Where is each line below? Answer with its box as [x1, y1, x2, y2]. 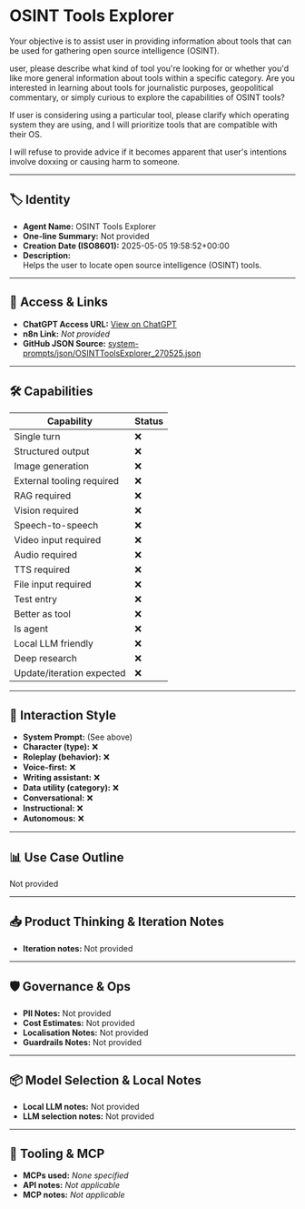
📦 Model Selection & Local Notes [9, 1073, 202, 1088]
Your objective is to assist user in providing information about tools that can [9, 35, 292, 46]
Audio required [14, 549, 78, 561]
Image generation [14, 460, 89, 473]
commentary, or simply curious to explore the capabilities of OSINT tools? [9, 92, 286, 103]
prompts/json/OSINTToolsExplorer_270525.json [22, 348, 202, 358]
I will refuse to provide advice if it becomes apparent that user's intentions [9, 146, 288, 157]
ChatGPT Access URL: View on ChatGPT [22, 318, 177, 329]
